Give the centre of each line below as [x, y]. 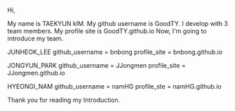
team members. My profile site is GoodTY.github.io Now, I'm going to [107, 31]
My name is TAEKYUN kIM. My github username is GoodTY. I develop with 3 [117, 23]
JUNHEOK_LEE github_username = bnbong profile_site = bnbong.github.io [115, 52]
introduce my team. [35, 38]
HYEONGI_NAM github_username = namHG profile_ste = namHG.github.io [115, 86]
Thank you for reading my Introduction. [64, 100]
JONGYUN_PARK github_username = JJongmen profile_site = [96, 65]
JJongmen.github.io [36, 73]
